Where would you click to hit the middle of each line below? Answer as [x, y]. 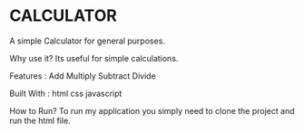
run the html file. [40, 120]
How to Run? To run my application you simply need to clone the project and [152, 110]
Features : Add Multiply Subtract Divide [83, 76]
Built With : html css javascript [66, 93]
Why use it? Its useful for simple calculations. [94, 58]
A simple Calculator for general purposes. [88, 41]
